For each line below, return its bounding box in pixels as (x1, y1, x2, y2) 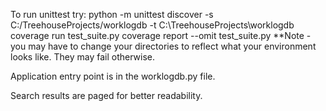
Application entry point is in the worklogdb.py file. (10, 70, 216, 82)
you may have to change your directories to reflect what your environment (10, 40, 317, 52)
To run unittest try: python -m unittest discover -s (10, 9, 214, 20)
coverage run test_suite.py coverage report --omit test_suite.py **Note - (10, 30, 312, 41)
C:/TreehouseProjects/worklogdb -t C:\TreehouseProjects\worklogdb (10, 19, 295, 31)
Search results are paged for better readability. (10, 90, 203, 101)
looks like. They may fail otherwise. (10, 51, 155, 63)
